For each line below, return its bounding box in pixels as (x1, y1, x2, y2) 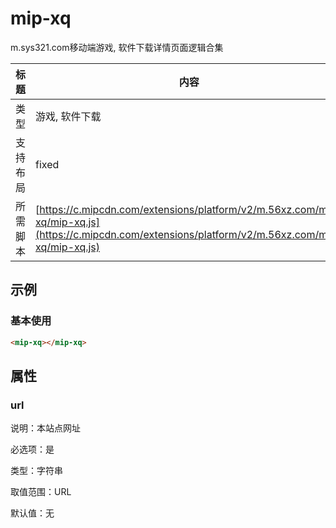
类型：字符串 (10, 465, 63, 477)
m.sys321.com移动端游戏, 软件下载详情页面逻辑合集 (10, 41, 224, 53)
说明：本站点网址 (10, 422, 81, 434)
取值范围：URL (10, 486, 72, 498)
